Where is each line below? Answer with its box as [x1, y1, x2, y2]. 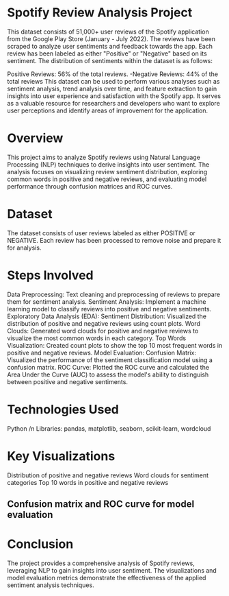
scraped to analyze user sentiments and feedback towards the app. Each [7, 42, 213, 50]
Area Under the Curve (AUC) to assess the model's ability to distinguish [7, 370, 209, 379]
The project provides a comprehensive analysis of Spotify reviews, [7, 559, 195, 567]
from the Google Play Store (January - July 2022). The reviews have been [7, 34, 216, 43]
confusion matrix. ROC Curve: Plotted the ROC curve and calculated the [7, 363, 210, 371]
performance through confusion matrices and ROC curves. [7, 182, 173, 190]
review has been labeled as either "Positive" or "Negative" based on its [7, 49, 207, 58]
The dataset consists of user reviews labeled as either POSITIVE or [7, 228, 196, 237]
